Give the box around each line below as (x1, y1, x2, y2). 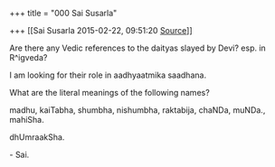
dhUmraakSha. (9, 132, 65, 143)
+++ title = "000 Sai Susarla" (9, 8, 118, 18)
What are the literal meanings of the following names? (9, 88, 210, 97)
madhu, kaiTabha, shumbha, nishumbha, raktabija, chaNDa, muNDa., (9, 105, 266, 116)
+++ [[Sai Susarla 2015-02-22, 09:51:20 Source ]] (9, 25, 193, 35)
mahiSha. (9, 115, 44, 125)
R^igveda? (9, 52, 48, 62)
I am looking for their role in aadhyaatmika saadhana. (9, 70, 206, 80)
